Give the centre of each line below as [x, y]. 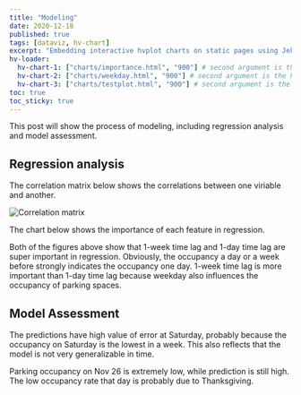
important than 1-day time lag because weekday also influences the [134, 276]
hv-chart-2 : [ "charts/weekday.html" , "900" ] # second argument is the [152, 76]
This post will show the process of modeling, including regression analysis [146, 126]
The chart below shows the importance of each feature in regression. [138, 230]
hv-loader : [30, 59]
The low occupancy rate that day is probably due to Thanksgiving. [131, 381]
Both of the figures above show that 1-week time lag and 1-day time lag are [147, 247]
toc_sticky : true [42, 101]
